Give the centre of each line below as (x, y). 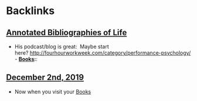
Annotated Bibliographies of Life (67, 33)
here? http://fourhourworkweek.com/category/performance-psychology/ (103, 53)
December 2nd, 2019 (45, 78)
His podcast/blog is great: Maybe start (62, 46)
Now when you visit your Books (53, 92)
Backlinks (30, 11)
